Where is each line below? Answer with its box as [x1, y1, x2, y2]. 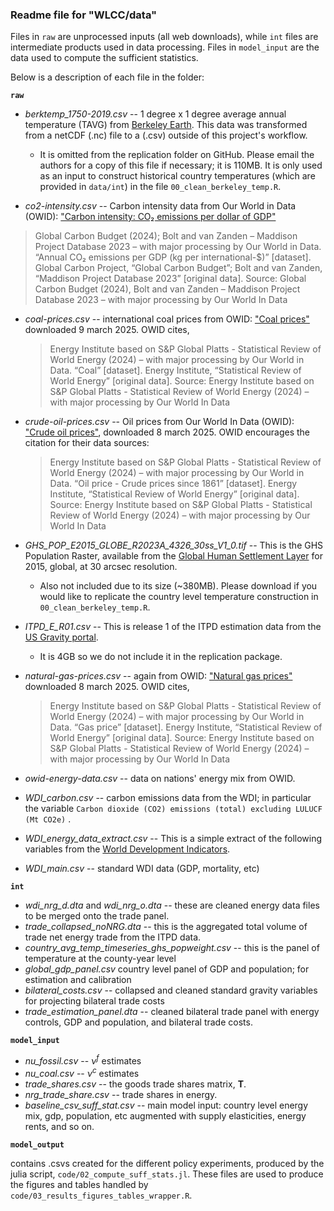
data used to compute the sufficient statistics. [10, 52, 199, 64]
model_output [10, 1139, 65, 1150]
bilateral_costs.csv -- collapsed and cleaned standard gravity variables [24, 984, 318, 997]
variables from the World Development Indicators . [24, 843, 231, 855]
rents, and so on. [24, 1120, 95, 1132]
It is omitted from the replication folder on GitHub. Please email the [39, 149, 315, 161]
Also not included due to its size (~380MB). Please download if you [39, 580, 318, 592]
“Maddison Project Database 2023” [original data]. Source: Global [34, 273, 307, 285]
